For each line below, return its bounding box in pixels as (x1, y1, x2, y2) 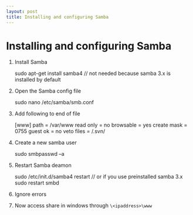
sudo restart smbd (14, 179, 60, 186)
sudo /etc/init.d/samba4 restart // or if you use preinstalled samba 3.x (14, 173, 183, 180)
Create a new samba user (14, 139, 77, 146)
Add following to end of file (14, 110, 80, 117)
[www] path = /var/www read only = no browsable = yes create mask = (14, 121, 188, 129)
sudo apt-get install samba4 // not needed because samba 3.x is (14, 70, 171, 77)
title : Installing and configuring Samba (6, 14, 109, 20)
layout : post (6, 8, 38, 15)
